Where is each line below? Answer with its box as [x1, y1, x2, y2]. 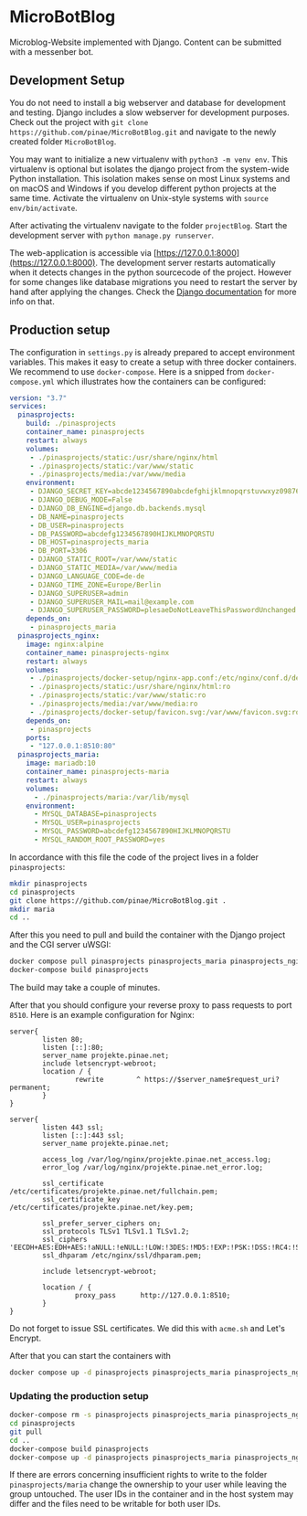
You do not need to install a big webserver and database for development [9, 97, 286, 108]
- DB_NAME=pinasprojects [29, 512, 125, 522]
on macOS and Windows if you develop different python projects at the [9, 183, 277, 194]
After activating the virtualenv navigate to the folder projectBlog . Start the [9, 219, 288, 230]
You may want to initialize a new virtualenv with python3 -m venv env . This [9, 154, 288, 164]
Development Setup [9, 73, 125, 89]
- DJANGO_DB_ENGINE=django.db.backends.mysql [29, 504, 206, 513]
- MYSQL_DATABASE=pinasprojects [33, 810, 157, 819]
